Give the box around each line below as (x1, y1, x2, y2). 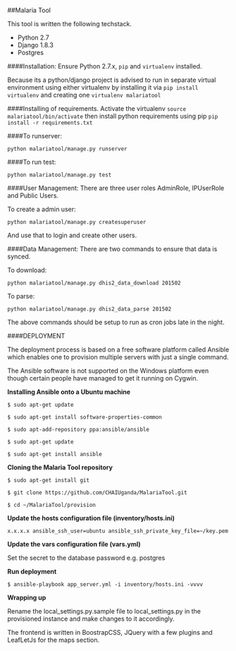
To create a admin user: (7, 205, 76, 213)
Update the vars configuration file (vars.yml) (7, 540, 141, 548)
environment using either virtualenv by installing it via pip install (7, 83, 199, 91)
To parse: (7, 292, 35, 300)
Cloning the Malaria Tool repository (7, 463, 113, 472)
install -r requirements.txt (7, 119, 93, 126)
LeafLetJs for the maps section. (7, 635, 100, 644)
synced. (7, 252, 31, 261)
